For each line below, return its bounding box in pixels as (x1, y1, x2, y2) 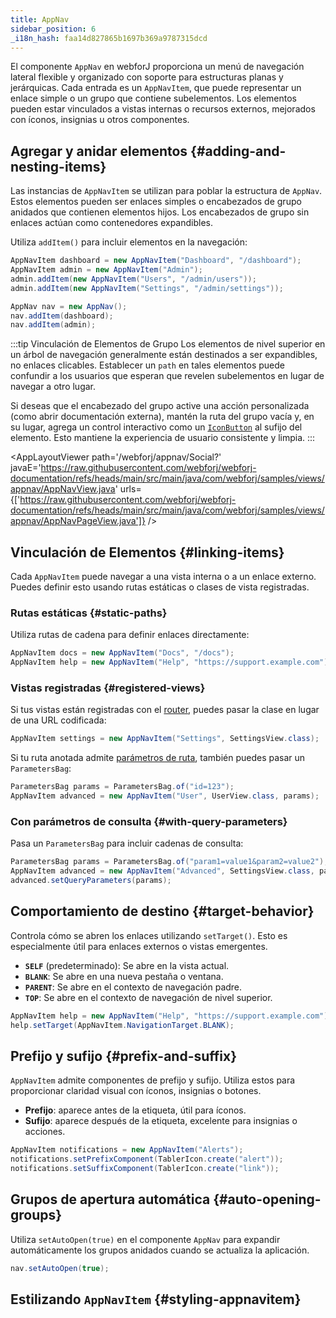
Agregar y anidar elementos (10, 142, 188, 160)
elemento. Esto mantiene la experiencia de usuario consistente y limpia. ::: (10, 432, 316, 444)
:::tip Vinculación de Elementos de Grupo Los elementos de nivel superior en (10, 338, 326, 350)
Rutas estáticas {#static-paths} (10, 606, 168, 620)
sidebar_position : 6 (10, 24, 97, 34)
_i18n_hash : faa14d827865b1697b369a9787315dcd (10, 33, 208, 43)
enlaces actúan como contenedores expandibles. (10, 217, 213, 229)
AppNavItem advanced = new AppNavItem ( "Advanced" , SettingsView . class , (10, 866, 315, 876)
